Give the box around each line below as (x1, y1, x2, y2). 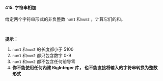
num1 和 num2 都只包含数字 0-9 (12, 53, 71, 59)
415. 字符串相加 (5, 4, 36, 10)
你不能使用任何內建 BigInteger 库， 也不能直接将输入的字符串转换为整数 (12, 65, 158, 71)
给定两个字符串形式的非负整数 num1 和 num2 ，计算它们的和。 (5, 16, 126, 22)
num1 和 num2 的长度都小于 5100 (12, 46, 74, 52)
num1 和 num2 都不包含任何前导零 (12, 59, 76, 64)
